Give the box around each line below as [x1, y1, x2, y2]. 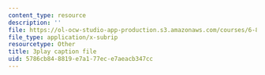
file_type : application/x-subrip [8, 33, 118, 41]
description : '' [8, 19, 62, 27]
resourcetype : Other [8, 41, 77, 48]
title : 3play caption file [8, 48, 97, 55]
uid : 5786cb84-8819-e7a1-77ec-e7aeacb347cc [8, 55, 154, 63]
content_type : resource [8, 11, 87, 20]
